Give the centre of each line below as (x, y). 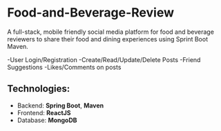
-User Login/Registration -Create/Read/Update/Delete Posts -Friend (104, 59)
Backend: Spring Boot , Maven (60, 105)
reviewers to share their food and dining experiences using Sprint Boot (108, 39)
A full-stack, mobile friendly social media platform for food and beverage (110, 32)
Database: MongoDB (47, 120)
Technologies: (39, 89)
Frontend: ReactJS (44, 112)
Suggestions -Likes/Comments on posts (64, 67)
